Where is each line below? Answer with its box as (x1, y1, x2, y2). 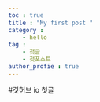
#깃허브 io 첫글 (8, 85, 54, 94)
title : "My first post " (8, 19, 93, 27)
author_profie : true (8, 63, 80, 71)
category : (8, 26, 44, 34)
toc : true (8, 11, 44, 20)
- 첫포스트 (22, 56, 51, 64)
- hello (22, 33, 47, 42)
